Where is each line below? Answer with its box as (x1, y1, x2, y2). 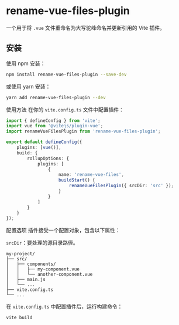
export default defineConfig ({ (6, 139, 82, 145)
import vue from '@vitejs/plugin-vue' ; (6, 123, 104, 129)
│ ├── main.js (6, 277, 46, 283)
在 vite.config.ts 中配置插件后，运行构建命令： (6, 303, 123, 310)
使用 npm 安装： (6, 60, 46, 67)
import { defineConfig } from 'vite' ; (6, 117, 101, 124)
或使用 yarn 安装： (6, 83, 51, 90)
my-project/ (6, 251, 35, 257)
